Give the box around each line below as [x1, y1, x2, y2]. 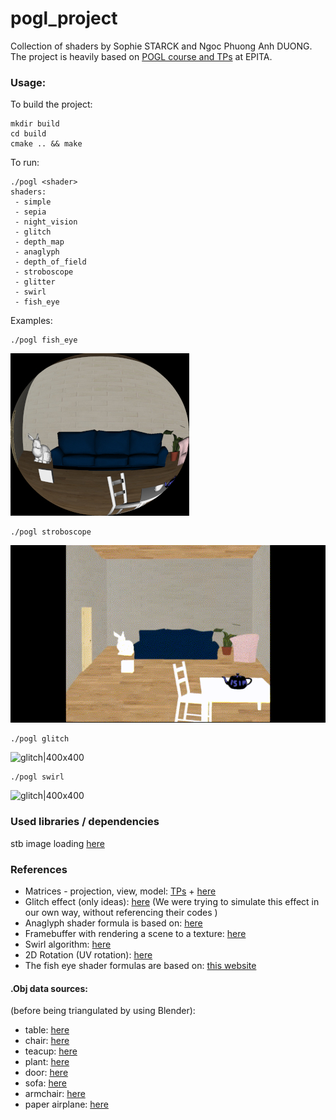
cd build [10, 129, 47, 139]
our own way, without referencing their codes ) [24, 907, 218, 919]
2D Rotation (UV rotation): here [24, 949, 153, 961]
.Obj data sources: [10, 982, 88, 994]
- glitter [14, 277, 56, 287]
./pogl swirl [10, 772, 65, 782]
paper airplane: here [24, 1098, 109, 1111]
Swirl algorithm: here [24, 938, 112, 951]
